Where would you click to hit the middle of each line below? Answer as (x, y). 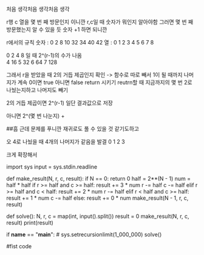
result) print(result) (30, 223)
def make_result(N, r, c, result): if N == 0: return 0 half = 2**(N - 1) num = (99, 179)
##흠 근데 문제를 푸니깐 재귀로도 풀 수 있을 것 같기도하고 (73, 129)
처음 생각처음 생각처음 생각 (38, 9)
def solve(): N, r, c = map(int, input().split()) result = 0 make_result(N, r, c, (98, 216)
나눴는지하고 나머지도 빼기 (37, 90)
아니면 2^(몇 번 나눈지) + (36, 116)
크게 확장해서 (22, 155)
